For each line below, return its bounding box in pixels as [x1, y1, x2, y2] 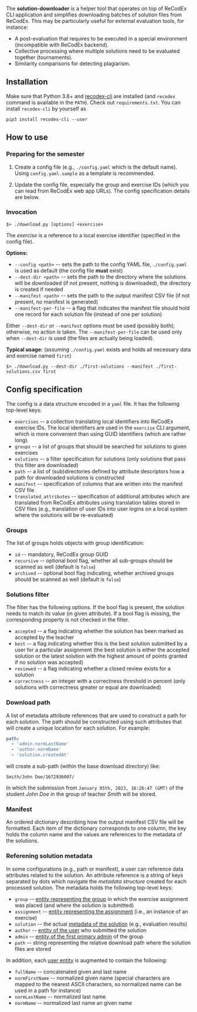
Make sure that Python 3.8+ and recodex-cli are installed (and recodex [6, 92, 176, 99]
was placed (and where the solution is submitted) [14, 902, 134, 909]
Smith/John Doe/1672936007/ [6, 774, 75, 780]
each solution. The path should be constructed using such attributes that [6, 718, 182, 725]
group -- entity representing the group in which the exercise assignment [14, 895, 189, 902]
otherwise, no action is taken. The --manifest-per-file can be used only [6, 328, 182, 335]
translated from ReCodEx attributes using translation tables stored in [14, 499, 180, 506]
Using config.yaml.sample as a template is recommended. [14, 170, 155, 177]
